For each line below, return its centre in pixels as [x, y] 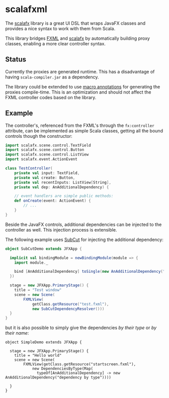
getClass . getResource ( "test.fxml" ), [70, 304]
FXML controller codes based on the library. [51, 97]
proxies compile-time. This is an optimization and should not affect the [78, 92]
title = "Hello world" [38, 356]
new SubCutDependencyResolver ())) [68, 309]
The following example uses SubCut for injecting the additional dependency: [84, 240]
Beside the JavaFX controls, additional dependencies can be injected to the [83, 224]
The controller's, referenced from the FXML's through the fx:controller [80, 125]
